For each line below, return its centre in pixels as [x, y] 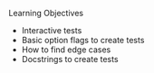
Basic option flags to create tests [83, 40]
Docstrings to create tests [70, 59]
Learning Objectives [46, 13]
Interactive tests [52, 30]
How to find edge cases [66, 50]
